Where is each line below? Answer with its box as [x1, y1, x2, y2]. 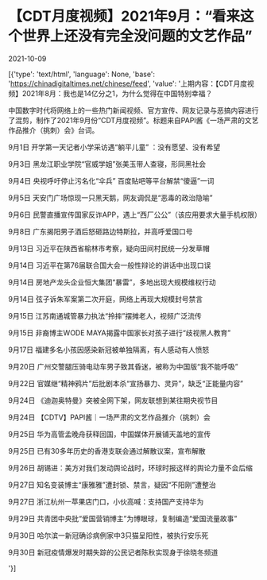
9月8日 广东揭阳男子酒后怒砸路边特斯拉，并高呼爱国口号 [8, 226, 193, 236]
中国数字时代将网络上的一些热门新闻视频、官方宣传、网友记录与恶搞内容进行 [8, 105, 259, 115]
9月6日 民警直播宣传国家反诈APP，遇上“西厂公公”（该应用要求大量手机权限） [8, 210, 262, 219]
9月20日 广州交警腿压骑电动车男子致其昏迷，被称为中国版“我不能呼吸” [8, 362, 238, 371]
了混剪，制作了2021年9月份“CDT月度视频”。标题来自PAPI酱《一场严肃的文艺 [8, 115, 259, 125]
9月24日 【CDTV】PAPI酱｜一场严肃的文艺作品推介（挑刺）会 [8, 412, 211, 422]
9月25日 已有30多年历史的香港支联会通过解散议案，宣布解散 [8, 446, 206, 455]
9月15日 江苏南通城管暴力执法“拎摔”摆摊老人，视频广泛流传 [8, 311, 202, 320]
